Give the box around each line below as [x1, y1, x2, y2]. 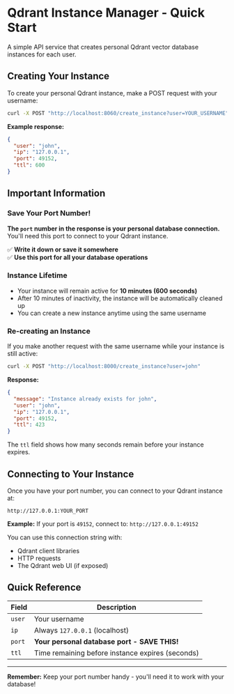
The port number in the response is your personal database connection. [7, 224, 220, 233]
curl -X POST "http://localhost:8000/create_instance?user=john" [7, 363, 201, 370]
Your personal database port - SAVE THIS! [33, 636, 179, 646]
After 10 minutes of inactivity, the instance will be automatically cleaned [17, 294, 223, 302]
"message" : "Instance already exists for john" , [13, 395, 157, 402]
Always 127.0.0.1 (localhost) [33, 625, 130, 635]
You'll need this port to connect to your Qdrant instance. [7, 231, 169, 240]
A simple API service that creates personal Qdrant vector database [7, 43, 199, 51]
